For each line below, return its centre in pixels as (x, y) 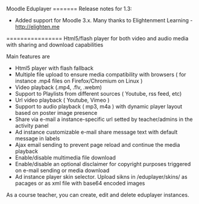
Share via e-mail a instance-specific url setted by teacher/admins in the (104, 119)
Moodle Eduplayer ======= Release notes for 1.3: (69, 9)
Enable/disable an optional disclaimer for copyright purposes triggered (103, 164)
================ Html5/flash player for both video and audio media (97, 38)
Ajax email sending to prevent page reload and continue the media (97, 145)
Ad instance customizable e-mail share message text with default (96, 132)
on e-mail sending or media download (62, 170)
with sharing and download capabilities (55, 45)
